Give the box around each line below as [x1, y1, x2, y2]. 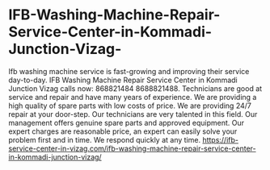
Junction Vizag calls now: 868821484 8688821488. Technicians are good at [8, 83, 263, 93]
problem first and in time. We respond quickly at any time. [8, 135, 200, 144]
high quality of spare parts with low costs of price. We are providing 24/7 [8, 101, 252, 110]
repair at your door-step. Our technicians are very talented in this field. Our [8, 109, 258, 118]
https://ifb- [201, 135, 238, 144]
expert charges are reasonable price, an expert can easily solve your [8, 126, 238, 136]
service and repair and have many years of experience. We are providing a [8, 92, 257, 102]
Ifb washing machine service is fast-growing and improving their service [8, 66, 250, 76]
